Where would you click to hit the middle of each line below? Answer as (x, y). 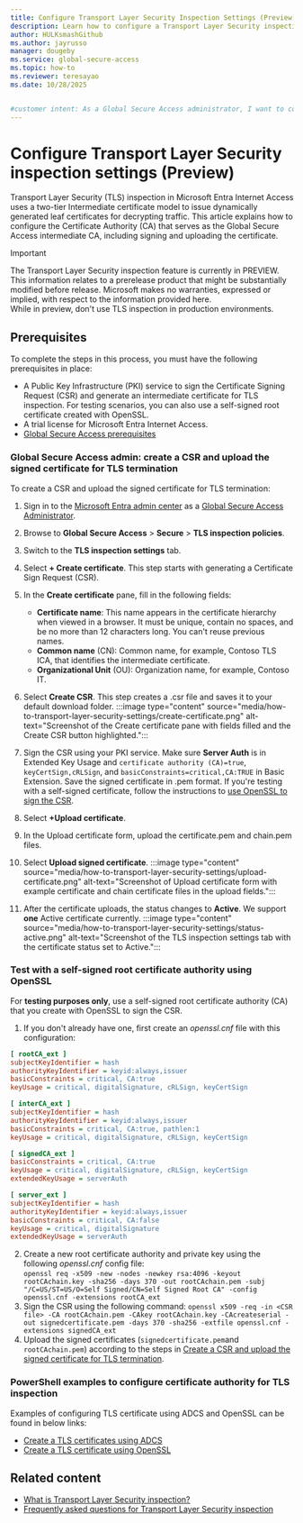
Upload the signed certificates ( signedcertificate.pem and (131, 1340)
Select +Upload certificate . (75, 817)
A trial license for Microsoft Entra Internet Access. (116, 424)
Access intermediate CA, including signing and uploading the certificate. (144, 236)
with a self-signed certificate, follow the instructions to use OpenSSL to (155, 790)
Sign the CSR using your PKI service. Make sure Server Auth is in (144, 752)
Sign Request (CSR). (61, 577)
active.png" (45, 937)
